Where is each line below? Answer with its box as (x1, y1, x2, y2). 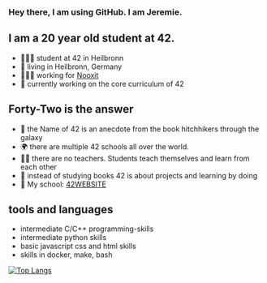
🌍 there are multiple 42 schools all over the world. (19, 141, 189, 152)
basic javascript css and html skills (19, 242, 136, 251)
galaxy (19, 132, 43, 142)
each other (19, 161, 57, 172)
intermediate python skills (19, 233, 107, 242)
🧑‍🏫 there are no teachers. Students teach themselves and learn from (19, 153, 250, 163)
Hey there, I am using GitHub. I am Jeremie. (8, 6, 183, 18)
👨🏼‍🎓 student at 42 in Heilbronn (19, 53, 124, 62)
